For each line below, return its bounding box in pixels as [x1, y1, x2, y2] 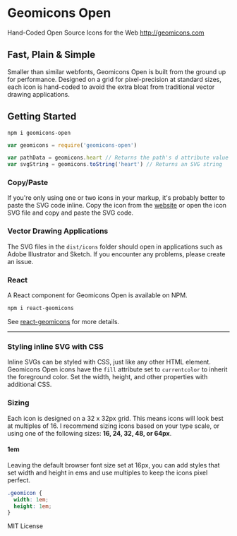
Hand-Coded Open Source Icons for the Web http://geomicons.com [7, 28, 205, 37]
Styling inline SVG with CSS [7, 341, 104, 351]
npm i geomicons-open [7, 129, 71, 136]
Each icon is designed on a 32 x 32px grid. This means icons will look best [7, 414, 224, 422]
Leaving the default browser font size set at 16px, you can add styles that [7, 460, 220, 469]
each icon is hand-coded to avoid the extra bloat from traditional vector [7, 83, 215, 91]
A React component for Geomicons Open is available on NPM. [7, 291, 188, 299]
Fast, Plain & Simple [7, 49, 96, 61]
